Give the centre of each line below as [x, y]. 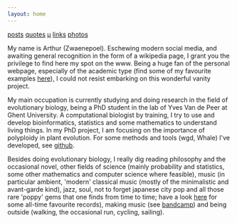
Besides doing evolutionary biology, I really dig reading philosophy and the [117, 159]
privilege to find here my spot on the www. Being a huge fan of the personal [118, 63]
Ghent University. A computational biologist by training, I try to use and [111, 115]
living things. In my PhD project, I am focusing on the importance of [106, 130]
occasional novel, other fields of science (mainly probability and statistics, [116, 166]
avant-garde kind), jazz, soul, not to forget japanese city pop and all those [116, 189]
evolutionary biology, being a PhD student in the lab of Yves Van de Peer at [117, 107]
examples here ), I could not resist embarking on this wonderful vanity [109, 78]
